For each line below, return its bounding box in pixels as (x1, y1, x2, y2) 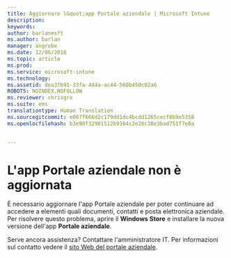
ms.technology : (7, 74, 51, 82)
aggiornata (7, 177, 72, 193)
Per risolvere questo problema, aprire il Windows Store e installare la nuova (7, 215, 225, 223)
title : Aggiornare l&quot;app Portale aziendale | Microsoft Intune (7, 10, 210, 17)
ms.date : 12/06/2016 (7, 49, 67, 56)
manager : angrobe (7, 42, 58, 49)
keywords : (7, 23, 36, 30)
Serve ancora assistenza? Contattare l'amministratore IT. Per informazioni (7, 236, 218, 244)
